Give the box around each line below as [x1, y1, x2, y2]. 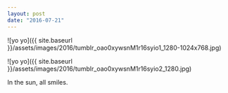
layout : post [7, 10, 46, 17]
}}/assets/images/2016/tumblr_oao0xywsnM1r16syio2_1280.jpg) [7, 64, 192, 73]
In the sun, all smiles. [7, 78, 68, 86]
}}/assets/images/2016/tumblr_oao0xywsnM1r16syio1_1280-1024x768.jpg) [7, 43, 222, 52]
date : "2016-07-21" [7, 17, 65, 24]
